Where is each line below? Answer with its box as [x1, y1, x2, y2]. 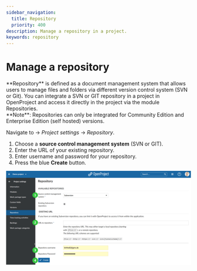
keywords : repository [6, 34, 59, 41]
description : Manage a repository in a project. [6, 28, 127, 34]
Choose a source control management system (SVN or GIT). [14, 140, 164, 147]
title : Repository [11, 15, 57, 22]
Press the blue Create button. [14, 159, 87, 166]
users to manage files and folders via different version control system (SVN [6, 86, 188, 94]
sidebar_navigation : [6, 9, 57, 15]
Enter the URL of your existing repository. [14, 147, 115, 154]
